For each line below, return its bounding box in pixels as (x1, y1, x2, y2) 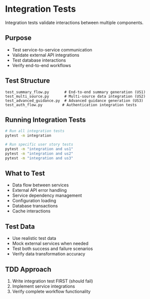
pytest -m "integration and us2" (5, 151, 74, 156)
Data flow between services (12, 182, 69, 188)
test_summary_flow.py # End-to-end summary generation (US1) (5, 90, 146, 94)
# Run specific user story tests (5, 142, 74, 147)
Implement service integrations (12, 283, 75, 289)
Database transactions (12, 203, 58, 209)
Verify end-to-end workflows (12, 62, 71, 68)
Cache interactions (12, 208, 50, 214)
